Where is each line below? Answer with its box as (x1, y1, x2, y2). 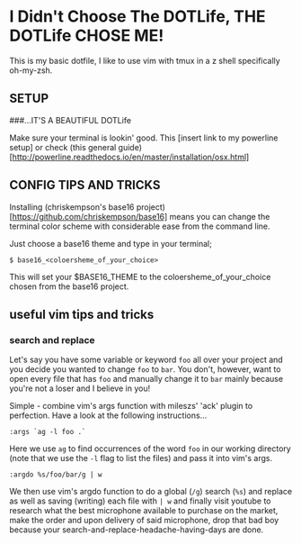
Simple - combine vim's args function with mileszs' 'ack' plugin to (9, 401, 253, 412)
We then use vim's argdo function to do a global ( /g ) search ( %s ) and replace (9, 486, 293, 497)
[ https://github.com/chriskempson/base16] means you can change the (9, 211, 270, 222)
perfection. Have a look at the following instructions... (9, 410, 208, 421)
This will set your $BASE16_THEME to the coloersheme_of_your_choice (9, 271, 271, 282)
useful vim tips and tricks (9, 306, 155, 322)
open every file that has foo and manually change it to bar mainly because (9, 374, 284, 385)
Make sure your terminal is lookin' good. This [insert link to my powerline (9, 132, 279, 143)
